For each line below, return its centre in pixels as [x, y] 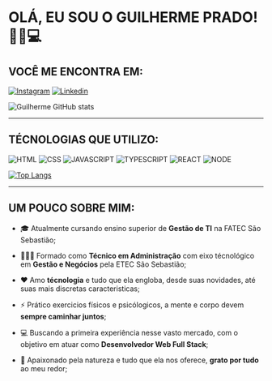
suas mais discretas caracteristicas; [80, 289]
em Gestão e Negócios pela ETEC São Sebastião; [103, 264]
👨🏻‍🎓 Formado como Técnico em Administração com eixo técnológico [137, 255]
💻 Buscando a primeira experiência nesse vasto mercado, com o [129, 332]
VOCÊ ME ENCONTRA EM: [76, 72]
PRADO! [230, 17]
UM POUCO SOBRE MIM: [72, 208]
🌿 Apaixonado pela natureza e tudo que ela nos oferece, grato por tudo [139, 360]
